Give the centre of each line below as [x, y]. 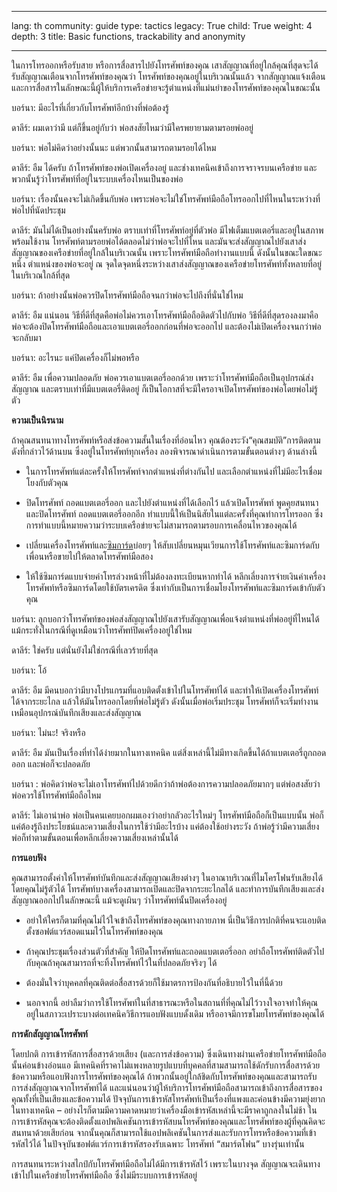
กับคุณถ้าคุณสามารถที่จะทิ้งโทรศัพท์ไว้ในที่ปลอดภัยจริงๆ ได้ [121, 962]
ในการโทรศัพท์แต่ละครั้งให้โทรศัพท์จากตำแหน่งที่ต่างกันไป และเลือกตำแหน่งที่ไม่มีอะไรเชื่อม [174, 471]
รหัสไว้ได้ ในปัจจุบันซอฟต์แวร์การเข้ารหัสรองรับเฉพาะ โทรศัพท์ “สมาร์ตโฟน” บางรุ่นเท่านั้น [158, 1144]
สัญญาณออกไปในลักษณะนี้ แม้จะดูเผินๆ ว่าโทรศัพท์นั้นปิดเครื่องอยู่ [119, 900]
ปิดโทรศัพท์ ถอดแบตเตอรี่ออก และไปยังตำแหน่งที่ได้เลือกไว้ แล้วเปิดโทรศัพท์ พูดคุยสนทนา [172, 502]
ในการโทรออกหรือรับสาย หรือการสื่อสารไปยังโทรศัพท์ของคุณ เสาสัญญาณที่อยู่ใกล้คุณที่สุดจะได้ [165, 65]
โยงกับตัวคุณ [47, 482]
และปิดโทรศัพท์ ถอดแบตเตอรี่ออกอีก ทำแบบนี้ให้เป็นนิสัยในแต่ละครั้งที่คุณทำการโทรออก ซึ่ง [174, 514]
